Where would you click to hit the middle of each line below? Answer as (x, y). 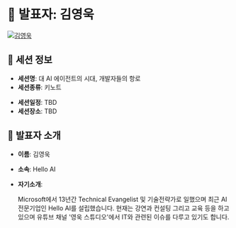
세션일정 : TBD (37, 102)
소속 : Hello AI (36, 169)
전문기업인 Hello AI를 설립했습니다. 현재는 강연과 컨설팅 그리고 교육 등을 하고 (123, 208)
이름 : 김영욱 (34, 154)
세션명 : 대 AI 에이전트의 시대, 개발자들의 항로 (79, 78)
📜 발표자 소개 (34, 136)
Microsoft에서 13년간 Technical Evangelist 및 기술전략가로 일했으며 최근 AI (122, 199)
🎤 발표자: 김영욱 (51, 15)
